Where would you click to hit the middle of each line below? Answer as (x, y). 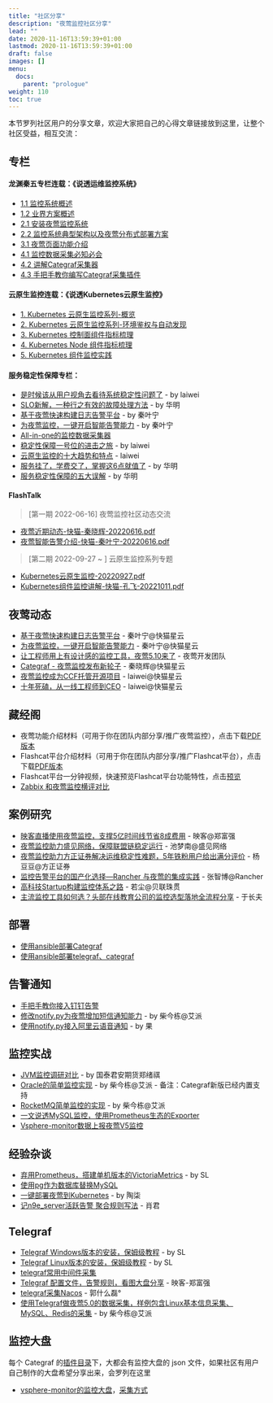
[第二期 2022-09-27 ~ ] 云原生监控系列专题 (100, 559)
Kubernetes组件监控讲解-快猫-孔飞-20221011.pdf (102, 586)
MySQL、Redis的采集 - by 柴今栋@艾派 (86, 1313)
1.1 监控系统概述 (46, 203)
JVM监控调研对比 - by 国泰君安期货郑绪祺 (90, 1075)
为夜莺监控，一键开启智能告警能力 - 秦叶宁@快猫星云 (109, 646)
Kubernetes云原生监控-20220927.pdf (82, 576)
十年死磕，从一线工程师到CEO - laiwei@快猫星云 (101, 686)
